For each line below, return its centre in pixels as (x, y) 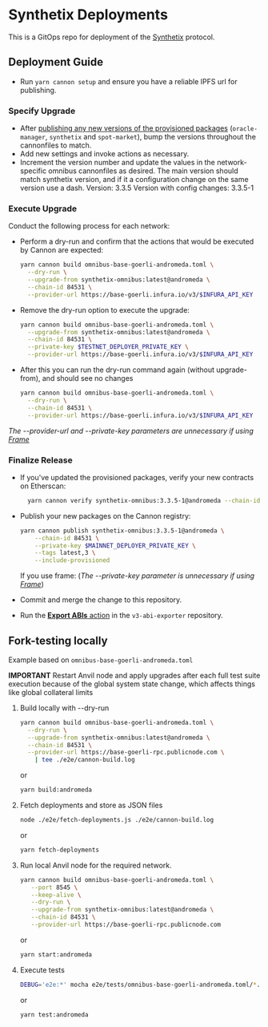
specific (33, 171)
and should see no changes (88, 378)
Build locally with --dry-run (64, 708)
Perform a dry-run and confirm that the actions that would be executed (137, 241)
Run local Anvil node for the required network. (96, 865)
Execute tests (42, 970)
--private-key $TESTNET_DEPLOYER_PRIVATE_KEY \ (108, 347)
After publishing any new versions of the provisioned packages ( (126, 128)
